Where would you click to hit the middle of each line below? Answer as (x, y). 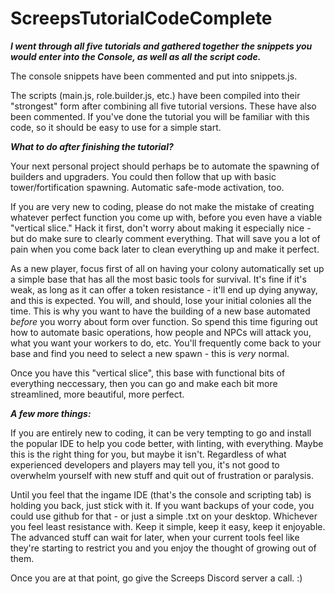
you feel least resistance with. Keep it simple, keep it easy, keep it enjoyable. (168, 526)
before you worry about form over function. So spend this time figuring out (164, 321)
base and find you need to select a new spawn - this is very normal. (150, 353)
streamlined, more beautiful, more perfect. (97, 394)
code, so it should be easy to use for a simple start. (116, 127)
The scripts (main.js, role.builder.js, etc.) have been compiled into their (155, 95)
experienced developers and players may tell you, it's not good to (145, 464)
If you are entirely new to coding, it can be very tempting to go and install (161, 433)
